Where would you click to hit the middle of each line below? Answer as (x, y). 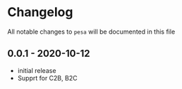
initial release (37, 70)
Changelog (40, 12)
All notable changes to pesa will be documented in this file (91, 32)
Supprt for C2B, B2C (47, 78)
